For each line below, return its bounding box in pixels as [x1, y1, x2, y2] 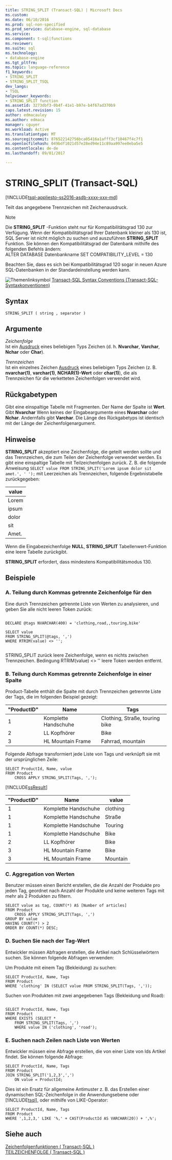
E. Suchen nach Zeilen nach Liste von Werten [5, 1036, 120, 1043]
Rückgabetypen [5, 390, 57, 399]
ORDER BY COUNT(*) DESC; [5, 925, 58, 931]
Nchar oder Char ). [5, 349, 45, 355]
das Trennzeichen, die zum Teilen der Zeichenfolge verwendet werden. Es [5, 454, 162, 460]
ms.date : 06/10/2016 [5, 17, 50, 22]
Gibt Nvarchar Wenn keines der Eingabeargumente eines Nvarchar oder [5, 409, 159, 416]
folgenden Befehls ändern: [5, 246, 61, 252]
